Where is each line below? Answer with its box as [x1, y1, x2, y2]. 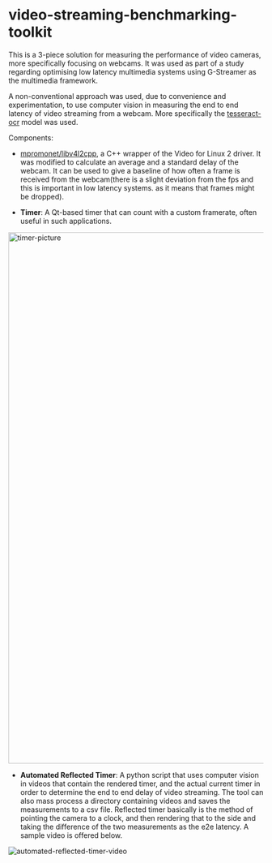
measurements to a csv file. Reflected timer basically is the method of [19, 805, 253, 814]
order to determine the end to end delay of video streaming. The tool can [19, 787, 264, 796]
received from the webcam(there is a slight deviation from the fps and [19, 174, 253, 184]
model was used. [21, 117, 79, 127]
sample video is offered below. [19, 830, 123, 840]
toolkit [8, 23, 53, 41]
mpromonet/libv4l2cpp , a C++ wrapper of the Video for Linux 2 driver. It [19, 148, 261, 158]
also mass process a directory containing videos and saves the [19, 796, 231, 805]
